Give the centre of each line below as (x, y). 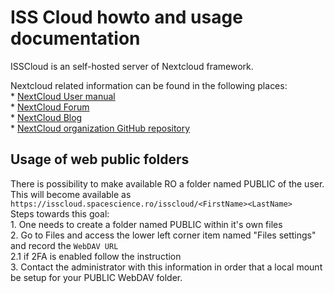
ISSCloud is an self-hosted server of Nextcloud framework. (132, 66)
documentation (75, 38)
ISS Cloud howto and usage (126, 17)
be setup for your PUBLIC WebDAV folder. (96, 277)
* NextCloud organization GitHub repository (100, 128)
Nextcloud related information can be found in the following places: (149, 85)
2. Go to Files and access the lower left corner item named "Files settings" (163, 235)
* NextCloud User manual (63, 96)
